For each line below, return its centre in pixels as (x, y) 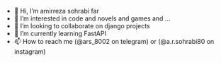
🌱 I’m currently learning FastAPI (60, 33)
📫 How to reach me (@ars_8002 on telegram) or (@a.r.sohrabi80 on (114, 41)
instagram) (30, 52)
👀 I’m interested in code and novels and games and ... (92, 18)
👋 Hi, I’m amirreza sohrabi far (56, 11)
